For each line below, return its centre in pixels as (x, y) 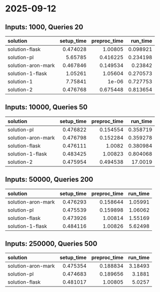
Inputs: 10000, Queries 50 (46, 107)
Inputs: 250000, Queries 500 (51, 244)
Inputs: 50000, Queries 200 (49, 180)
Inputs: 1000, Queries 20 (44, 27)
